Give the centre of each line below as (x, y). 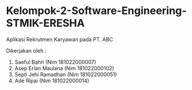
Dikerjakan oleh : (26, 50)
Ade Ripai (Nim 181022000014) (52, 81)
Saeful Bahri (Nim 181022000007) (55, 62)
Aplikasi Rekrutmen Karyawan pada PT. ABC (60, 39)
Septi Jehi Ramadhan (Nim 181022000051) (66, 74)
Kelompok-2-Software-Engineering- (97, 11)
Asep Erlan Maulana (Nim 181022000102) (64, 68)
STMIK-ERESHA (45, 23)
